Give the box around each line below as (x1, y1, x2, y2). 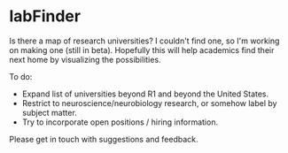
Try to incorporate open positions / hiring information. (21, 117, 219, 127)
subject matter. (21, 107, 77, 118)
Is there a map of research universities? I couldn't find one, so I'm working (9, 35, 280, 46)
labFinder (9, 6, 82, 27)
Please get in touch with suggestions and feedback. (9, 134, 198, 144)
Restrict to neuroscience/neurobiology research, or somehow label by (21, 97, 277, 108)
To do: (9, 71, 33, 81)
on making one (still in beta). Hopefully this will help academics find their (9, 44, 275, 55)
